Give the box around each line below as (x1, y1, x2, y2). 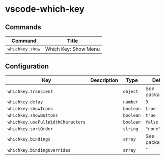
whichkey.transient (7, 89, 53, 94)
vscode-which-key (5, 3, 85, 15)
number (123, 99, 138, 105)
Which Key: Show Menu (45, 46, 100, 52)
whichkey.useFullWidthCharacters (7, 119, 86, 125)
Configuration (5, 62, 49, 70)
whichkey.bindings (7, 136, 51, 142)
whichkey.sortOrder (7, 126, 53, 132)
